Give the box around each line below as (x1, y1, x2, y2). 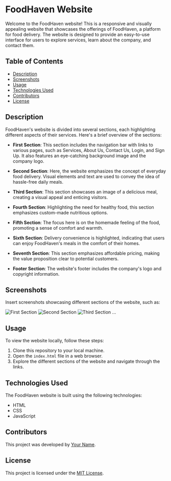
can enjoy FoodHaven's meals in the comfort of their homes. (12, 240, 140, 246)
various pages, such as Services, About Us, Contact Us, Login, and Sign (12, 147, 165, 153)
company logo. (12, 158, 44, 164)
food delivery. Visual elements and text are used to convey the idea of (12, 173, 160, 180)
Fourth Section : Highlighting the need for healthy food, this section (12, 204, 154, 210)
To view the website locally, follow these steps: (5, 338, 104, 344)
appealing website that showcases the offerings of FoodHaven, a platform (5, 26, 161, 32)
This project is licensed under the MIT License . (5, 470, 104, 476)
